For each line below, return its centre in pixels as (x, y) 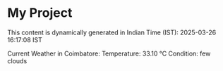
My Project (40, 13)
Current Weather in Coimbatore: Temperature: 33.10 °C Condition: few (109, 53)
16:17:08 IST (25, 39)
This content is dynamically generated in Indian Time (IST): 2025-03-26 (112, 32)
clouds (17, 60)
